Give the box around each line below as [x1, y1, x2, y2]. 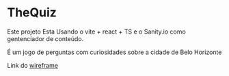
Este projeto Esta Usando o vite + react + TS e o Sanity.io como [7, 27, 186, 36]
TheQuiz [7, 5, 57, 21]
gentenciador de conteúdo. [7, 34, 84, 42]
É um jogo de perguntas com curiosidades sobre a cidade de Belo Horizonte [7, 48, 222, 56]
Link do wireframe [7, 61, 58, 69]
